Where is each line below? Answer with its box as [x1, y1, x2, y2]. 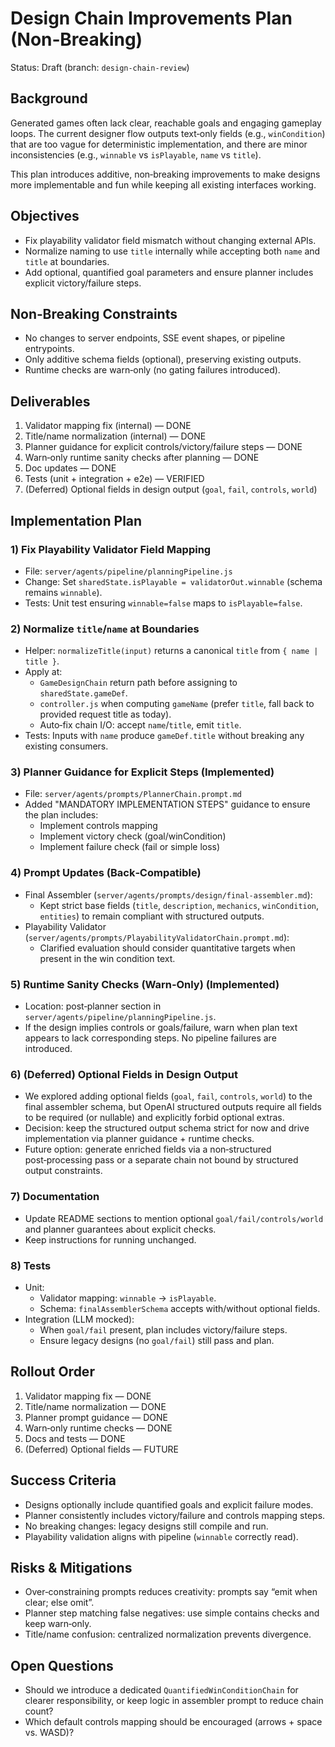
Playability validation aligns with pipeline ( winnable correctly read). [24, 1530, 299, 1542]
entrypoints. [24, 343, 75, 355]
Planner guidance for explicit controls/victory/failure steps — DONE [24, 441, 303, 453]
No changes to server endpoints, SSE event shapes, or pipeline [24, 332, 286, 344]
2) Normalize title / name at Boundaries [10, 622, 200, 636]
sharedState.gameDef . [39, 687, 128, 699]
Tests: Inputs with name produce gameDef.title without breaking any [24, 730, 305, 742]
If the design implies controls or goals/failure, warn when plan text [24, 1022, 298, 1034]
